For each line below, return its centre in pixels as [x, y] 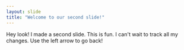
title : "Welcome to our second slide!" [55, 17]
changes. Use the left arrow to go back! [55, 40]
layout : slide [24, 12]
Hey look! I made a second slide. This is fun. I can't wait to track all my [92, 34]
